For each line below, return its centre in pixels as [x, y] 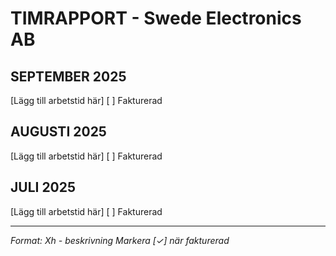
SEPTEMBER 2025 [68, 76]
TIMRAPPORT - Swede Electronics [156, 18]
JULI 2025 [43, 187]
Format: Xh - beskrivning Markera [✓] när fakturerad [120, 240]
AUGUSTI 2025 [58, 132]
